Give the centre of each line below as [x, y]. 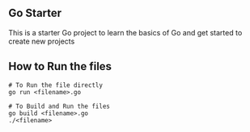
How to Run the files [60, 66]
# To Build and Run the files [59, 106]
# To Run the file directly [56, 85]
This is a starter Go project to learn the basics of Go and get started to [125, 32]
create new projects [42, 41]
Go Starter [35, 13]
